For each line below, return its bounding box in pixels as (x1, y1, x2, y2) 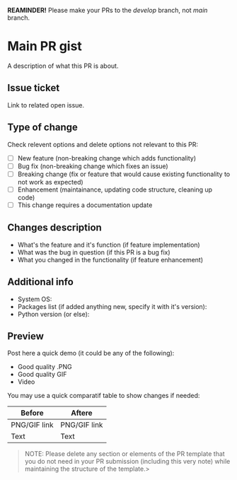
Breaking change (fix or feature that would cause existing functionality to (17, 170, 231, 178)
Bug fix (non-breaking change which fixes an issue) (17, 162, 168, 170)
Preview (7, 330, 45, 342)
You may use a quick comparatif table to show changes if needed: (7, 392, 200, 400)
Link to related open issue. (7, 100, 85, 109)
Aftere (70, 408, 93, 418)
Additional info (7, 276, 74, 288)
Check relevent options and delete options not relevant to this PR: (7, 140, 199, 148)
